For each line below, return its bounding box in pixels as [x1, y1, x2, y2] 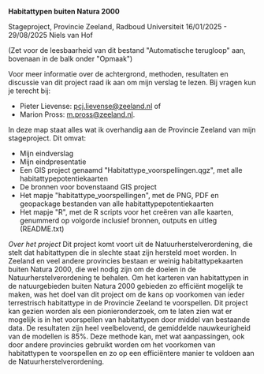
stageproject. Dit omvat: [8, 133, 87, 143]
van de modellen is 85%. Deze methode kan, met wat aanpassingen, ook [8, 331, 245, 341]
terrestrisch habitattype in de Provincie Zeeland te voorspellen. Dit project [8, 298, 248, 307]
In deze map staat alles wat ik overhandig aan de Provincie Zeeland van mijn [8, 125, 256, 134]
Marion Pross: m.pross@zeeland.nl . [19, 110, 136, 119]
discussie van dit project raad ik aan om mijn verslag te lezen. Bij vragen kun [8, 78, 256, 87]
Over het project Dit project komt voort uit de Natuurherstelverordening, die [8, 240, 254, 249]
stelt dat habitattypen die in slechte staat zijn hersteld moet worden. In [8, 248, 236, 257]
